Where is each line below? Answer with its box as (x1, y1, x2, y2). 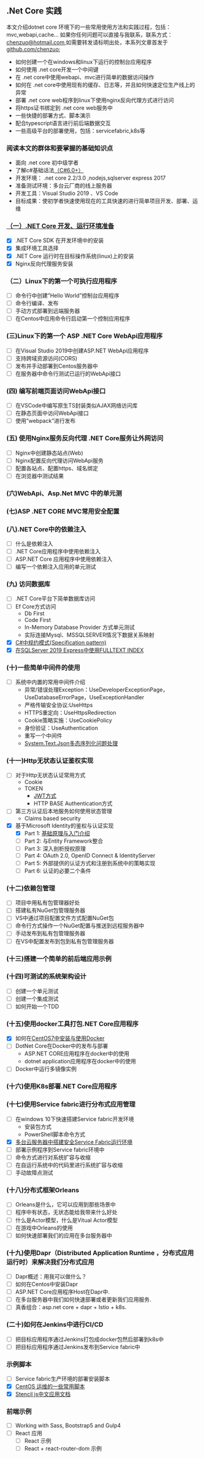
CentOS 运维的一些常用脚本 (15, 1383, 85, 1390)
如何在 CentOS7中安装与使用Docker (15, 1035, 105, 1042)
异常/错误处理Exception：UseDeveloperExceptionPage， (24, 686, 168, 694)
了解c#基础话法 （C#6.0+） (15, 167, 84, 174)
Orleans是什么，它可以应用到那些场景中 (15, 1201, 116, 1209)
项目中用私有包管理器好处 (15, 899, 80, 906)
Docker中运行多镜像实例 (15, 1065, 77, 1073)
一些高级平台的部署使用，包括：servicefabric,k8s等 (15, 127, 146, 134)
